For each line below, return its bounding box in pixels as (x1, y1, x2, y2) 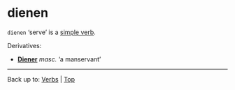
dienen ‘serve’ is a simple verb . (7, 28, 96, 36)
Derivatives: (7, 41, 42, 50)
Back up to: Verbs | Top (7, 75, 76, 83)
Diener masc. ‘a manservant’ (17, 54, 101, 63)
